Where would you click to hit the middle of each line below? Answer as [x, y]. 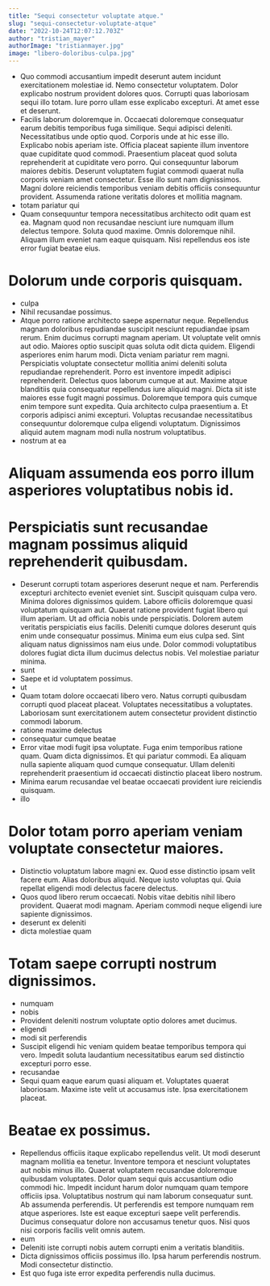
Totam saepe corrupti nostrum [113, 964]
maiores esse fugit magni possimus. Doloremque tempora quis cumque [139, 398]
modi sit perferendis [53, 1037]
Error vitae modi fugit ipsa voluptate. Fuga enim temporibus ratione [131, 748]
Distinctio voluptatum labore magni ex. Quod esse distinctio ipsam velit [137, 871]
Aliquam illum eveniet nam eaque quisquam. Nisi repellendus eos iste [135, 240]
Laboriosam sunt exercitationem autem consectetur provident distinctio [139, 713]
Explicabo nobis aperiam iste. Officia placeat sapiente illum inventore [134, 145]
